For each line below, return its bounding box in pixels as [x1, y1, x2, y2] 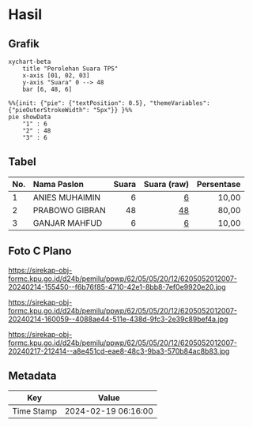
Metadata [8, 369, 57, 383]
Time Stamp [12, 406, 58, 417]
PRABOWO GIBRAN [32, 204, 106, 215]
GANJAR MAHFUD [32, 217, 103, 228]
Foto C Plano [8, 245, 72, 258]
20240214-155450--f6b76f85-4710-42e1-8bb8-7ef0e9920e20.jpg [8, 282, 227, 291]
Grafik [8, 37, 40, 51]
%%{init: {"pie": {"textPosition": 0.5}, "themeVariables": [8, 99, 211, 107]
